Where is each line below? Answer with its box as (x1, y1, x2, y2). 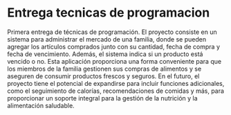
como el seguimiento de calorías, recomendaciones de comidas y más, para (7, 87, 225, 95)
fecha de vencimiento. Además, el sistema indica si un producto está (7, 50, 203, 58)
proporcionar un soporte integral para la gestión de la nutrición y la (7, 94, 198, 102)
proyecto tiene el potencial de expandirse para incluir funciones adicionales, (7, 79, 225, 87)
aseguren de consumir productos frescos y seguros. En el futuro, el (7, 71, 200, 80)
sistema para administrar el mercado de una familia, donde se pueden (7, 35, 206, 43)
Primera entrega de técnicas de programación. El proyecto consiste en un (7, 28, 217, 36)
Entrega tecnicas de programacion (7, 5, 210, 21)
